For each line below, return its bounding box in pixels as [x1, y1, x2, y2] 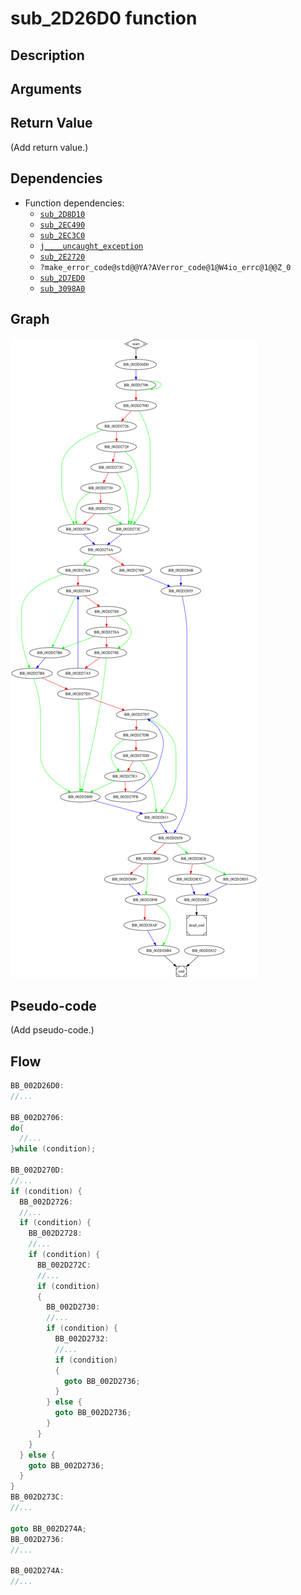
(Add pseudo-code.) [10, 1024, 95, 1036]
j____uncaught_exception [39, 241, 144, 251]
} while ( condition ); [10, 1144, 97, 1154]
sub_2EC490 [39, 220, 86, 230]
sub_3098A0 [39, 283, 86, 294]
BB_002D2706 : [10, 1112, 65, 1122]
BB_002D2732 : [54, 1334, 110, 1344]
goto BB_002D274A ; [10, 1523, 87, 1534]
